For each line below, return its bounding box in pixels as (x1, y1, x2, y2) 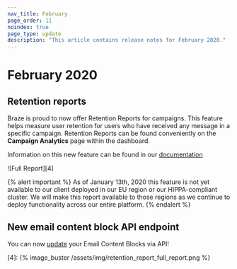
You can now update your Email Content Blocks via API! (7, 239, 170, 248)
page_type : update (7, 30, 62, 38)
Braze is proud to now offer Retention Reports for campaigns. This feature (7, 114, 223, 122)
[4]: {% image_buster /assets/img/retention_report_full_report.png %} (7, 253, 211, 262)
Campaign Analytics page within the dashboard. (7, 137, 151, 145)
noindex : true (7, 23, 50, 30)
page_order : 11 (7, 17, 52, 24)
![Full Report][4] (7, 164, 54, 173)
